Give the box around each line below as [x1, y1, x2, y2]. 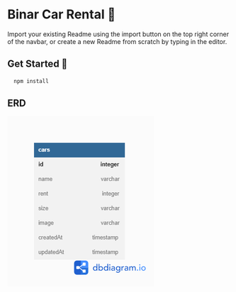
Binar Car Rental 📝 [7, 6, 116, 23]
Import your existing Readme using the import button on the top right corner [7, 30, 230, 38]
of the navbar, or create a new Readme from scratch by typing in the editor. [7, 37, 227, 45]
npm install [13, 77, 50, 84]
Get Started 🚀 [7, 58, 68, 70]
